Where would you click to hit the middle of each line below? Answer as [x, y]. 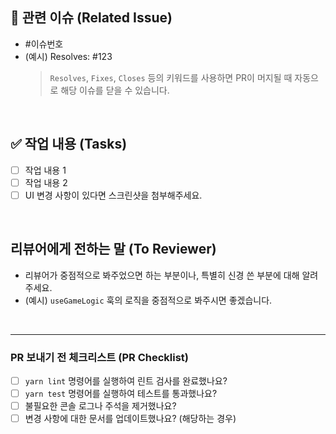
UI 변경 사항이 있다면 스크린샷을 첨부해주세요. [113, 195]
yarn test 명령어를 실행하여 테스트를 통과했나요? [121, 393]
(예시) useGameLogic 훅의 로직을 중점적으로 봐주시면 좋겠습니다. [148, 300]
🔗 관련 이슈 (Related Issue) [91, 18]
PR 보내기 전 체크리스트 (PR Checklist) [100, 357]
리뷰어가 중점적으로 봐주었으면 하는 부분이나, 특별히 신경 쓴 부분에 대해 [162, 275]
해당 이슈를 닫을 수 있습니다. [115, 90]
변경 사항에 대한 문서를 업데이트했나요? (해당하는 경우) [130, 419]
